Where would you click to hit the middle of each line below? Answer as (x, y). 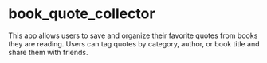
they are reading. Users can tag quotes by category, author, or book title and (134, 43)
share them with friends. (48, 52)
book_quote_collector (82, 14)
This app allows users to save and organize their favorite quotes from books (133, 35)
